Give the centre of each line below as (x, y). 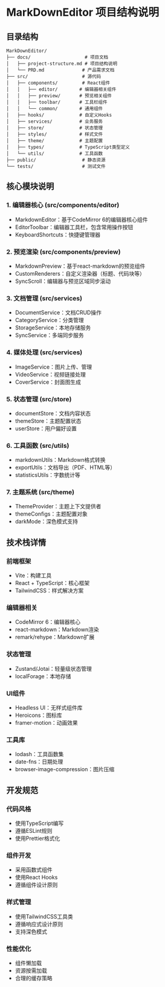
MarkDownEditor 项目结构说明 (83, 12)
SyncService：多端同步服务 (49, 335)
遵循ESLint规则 (34, 831)
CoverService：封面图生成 (48, 382)
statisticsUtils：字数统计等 (47, 475)
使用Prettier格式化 (37, 838)
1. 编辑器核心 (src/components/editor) (63, 205)
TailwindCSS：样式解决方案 (49, 591)
